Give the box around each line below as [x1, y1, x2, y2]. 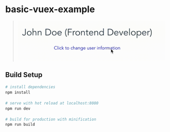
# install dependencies [5, 85, 56, 90]
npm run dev [5, 106, 30, 111]
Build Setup [5, 70, 43, 79]
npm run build [5, 122, 36, 127]
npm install [5, 90, 30, 95]
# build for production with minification [5, 117, 96, 122]
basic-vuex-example [5, 4, 95, 15]
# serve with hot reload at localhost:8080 [5, 101, 99, 106]
